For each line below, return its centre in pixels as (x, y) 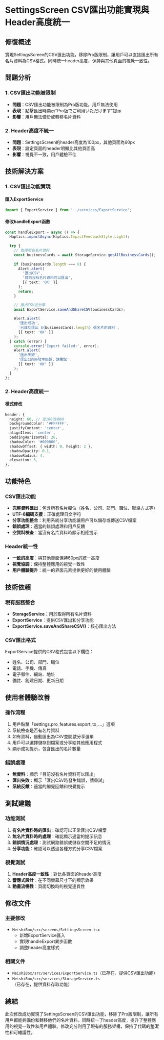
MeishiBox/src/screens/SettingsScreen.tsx (56, 930)
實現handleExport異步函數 (46, 941)
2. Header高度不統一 (30, 130)
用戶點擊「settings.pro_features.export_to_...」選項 (63, 724)
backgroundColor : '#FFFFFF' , (39, 424)
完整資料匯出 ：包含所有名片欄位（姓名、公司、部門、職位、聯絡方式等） (85, 508)
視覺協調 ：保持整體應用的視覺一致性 (49, 564)
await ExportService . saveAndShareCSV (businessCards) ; (70, 309)
